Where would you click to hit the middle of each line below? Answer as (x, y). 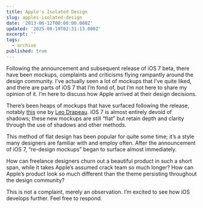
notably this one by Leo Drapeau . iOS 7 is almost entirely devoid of (89, 112)
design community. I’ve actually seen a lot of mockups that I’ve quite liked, (99, 81)
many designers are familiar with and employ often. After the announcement (101, 143)
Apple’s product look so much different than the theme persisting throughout (101, 174)
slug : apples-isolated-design (44, 17)
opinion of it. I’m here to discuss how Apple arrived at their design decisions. (101, 93)
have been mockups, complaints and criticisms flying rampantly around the (100, 74)
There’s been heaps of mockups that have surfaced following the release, (98, 106)
